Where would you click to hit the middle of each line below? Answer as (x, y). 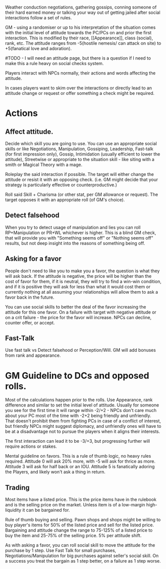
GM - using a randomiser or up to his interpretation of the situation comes (81, 27)
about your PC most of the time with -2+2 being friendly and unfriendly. (78, 416)
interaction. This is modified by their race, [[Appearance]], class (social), (79, 38)
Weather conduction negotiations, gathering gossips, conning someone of (81, 7)
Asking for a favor (33, 259)
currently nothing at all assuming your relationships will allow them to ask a (82, 292)
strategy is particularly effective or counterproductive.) (61, 185)
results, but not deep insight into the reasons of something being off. (75, 243)
